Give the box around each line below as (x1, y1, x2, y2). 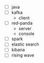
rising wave (11, 52, 34, 58)
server (18, 26, 32, 31)
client (18, 15, 30, 21)
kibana (11, 47, 25, 53)
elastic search (11, 41, 39, 47)
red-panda (11, 20, 33, 26)
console (18, 31, 34, 37)
